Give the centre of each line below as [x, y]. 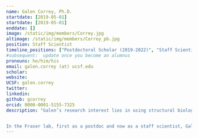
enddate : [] [21, 28]
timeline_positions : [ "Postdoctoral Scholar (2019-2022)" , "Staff [89, 50]
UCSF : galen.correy [30, 83]
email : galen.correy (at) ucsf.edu [50, 66]
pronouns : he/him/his [33, 61]
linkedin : [18, 94]
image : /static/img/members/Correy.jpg [55, 34]
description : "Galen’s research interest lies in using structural [91, 110]
